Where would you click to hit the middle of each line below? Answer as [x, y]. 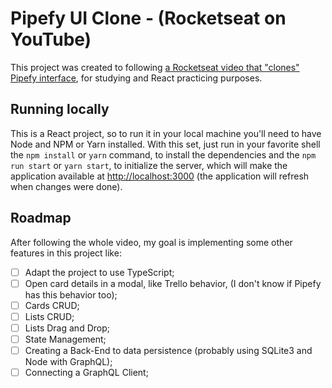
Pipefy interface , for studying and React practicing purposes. [136, 78]
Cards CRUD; [52, 305]
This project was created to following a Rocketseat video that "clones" [155, 67]
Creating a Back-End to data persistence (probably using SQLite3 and [168, 350]
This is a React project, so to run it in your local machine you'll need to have [166, 133]
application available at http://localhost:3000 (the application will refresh [160, 176]
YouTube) [51, 39]
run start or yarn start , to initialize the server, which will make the [149, 165]
